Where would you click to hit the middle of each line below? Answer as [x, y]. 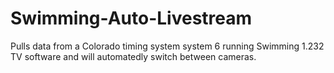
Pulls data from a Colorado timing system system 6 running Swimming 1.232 [167, 46]
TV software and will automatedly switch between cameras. [133, 56]
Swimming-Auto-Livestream [131, 18]
